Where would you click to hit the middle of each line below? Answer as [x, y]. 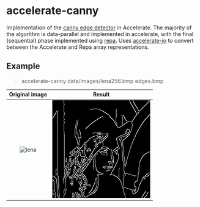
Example [23, 66]
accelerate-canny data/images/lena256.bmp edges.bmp [92, 81]
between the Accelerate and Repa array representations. [78, 47]
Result [101, 95]
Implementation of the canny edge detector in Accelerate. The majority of [99, 27]
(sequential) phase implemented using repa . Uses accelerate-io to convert [100, 40]
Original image [28, 95]
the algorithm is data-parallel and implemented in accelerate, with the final [100, 34]
